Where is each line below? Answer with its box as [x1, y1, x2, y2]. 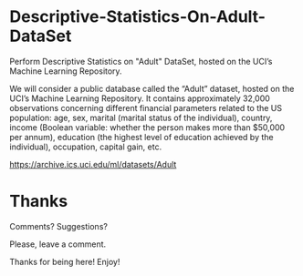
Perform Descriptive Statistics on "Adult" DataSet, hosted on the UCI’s [9, 56, 273, 66]
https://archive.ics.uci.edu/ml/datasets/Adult [9, 158, 177, 169]
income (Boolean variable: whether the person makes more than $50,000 [9, 121, 286, 133]
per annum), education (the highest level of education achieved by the [9, 131, 274, 142]
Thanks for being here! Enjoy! [9, 256, 120, 267]
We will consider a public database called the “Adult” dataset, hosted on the [9, 83, 295, 94]
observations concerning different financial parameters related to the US [9, 102, 283, 113]
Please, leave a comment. [9, 239, 107, 250]
